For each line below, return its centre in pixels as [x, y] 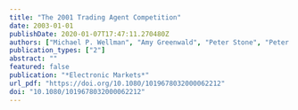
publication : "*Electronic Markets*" [79, 75]
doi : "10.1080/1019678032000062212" [77, 91]
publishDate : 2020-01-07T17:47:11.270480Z [89, 34]
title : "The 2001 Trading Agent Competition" [95, 17]
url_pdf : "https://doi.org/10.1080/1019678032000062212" [117, 83]
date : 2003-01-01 [41, 26]
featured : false [39, 67]
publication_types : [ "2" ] [57, 51]
